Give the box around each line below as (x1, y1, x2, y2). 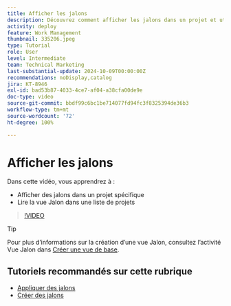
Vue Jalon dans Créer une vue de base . (7, 245, 120, 254)
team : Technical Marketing (7, 61, 85, 68)
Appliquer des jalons (16, 284, 76, 292)
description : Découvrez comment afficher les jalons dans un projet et (7, 17, 217, 23)
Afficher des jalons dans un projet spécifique (16, 191, 144, 199)
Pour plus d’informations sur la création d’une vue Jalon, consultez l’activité (7, 238, 221, 247)
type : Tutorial (7, 42, 51, 49)
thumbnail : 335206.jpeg (7, 36, 76, 43)
